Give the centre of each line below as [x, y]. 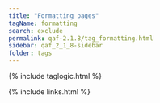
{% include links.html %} [49, 92]
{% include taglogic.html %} [55, 76]
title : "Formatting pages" [54, 16]
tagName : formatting [43, 23]
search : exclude [36, 31]
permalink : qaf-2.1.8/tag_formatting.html [81, 38]
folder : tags [30, 53]
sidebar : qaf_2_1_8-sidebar [56, 46]
